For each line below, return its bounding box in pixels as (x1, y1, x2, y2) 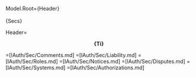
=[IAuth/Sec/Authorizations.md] (66, 64, 144, 71)
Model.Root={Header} (5, 5, 60, 12)
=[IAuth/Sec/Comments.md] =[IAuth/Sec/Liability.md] (5, 52, 137, 58)
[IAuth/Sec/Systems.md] (5, 64, 66, 71)
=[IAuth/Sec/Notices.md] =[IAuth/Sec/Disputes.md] (59, 58, 186, 65)
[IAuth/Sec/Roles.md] (5, 58, 59, 65)
